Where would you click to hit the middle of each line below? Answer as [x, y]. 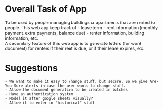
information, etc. [22, 38]
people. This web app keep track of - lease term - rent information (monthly [81, 27]
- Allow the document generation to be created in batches [67, 90]
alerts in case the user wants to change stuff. [75, 86]
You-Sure [14, 86]
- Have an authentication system [39, 94]
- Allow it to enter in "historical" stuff [50, 103]
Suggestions [31, 68]
